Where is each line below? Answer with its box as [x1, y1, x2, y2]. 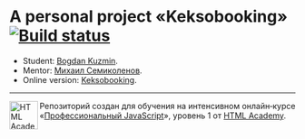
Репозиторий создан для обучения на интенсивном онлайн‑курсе [39, 100, 296, 111]
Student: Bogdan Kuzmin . [22, 55, 118, 66]
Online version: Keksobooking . [22, 74, 138, 85]
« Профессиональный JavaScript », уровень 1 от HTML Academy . [39, 110, 287, 121]
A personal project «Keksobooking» [9, 6, 288, 27]
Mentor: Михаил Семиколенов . [22, 65, 143, 76]
